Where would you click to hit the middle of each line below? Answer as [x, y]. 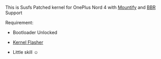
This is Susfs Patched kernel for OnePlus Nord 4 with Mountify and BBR [81, 7]
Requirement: [19, 23]
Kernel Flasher [28, 42]
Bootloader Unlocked [35, 32]
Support [14, 13]
